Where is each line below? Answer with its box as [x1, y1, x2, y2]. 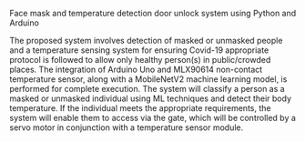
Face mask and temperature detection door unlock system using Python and [9, 8, 297, 18]
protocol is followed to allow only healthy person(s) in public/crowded [9, 55, 271, 65]
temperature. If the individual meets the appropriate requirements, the [9, 103, 271, 113]
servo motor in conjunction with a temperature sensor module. [9, 122, 244, 133]
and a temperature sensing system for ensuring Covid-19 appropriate [9, 45, 269, 56]
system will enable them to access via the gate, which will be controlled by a [9, 113, 296, 123]
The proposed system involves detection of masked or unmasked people [9, 35, 283, 46]
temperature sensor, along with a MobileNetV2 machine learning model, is [9, 74, 288, 85]
